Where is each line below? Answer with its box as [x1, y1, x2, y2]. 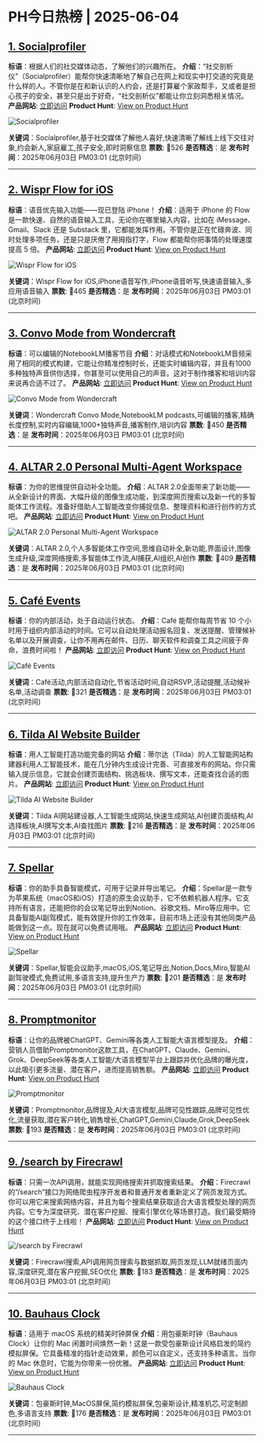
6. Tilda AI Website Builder [8, 728, 141, 741]
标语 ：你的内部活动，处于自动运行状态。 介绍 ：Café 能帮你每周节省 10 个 [8, 616, 245, 626]
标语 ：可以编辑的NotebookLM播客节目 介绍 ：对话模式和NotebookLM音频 [8, 349, 246, 358]
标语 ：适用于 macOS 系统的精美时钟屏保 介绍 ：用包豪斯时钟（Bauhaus [8, 1329, 238, 1338]
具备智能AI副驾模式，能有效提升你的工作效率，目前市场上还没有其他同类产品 [8, 913, 256, 922]
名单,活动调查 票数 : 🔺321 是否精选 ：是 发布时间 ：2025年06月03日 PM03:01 [8, 687, 251, 697]
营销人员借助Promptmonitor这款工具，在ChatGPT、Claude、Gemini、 [8, 1045, 235, 1054]
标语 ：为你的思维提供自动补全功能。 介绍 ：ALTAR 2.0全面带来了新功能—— [8, 482, 250, 492]
